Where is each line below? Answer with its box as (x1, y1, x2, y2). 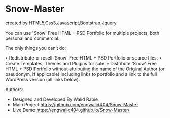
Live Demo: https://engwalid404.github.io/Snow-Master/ (12, 107, 130, 113)
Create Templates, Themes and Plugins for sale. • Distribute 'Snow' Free (5, 60, 157, 66)
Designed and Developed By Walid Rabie (12, 96, 98, 102)
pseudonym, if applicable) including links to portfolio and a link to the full (5, 71, 157, 77)
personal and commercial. (5, 35, 60, 41)
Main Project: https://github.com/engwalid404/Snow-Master (12, 101, 139, 107)
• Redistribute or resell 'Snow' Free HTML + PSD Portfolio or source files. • (5, 54, 162, 61)
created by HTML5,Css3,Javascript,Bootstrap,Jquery (5, 20, 117, 26)
